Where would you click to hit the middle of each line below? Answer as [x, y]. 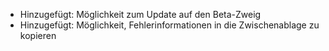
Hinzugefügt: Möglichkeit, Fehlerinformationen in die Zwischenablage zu [169, 25]
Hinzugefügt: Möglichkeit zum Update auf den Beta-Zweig [140, 14]
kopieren [38, 35]
